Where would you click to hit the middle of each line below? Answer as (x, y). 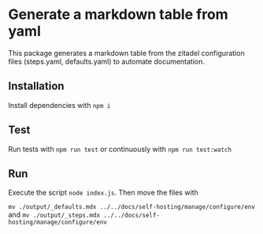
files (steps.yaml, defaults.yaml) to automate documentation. (107, 61)
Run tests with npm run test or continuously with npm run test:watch (120, 149)
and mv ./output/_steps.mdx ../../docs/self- (84, 215)
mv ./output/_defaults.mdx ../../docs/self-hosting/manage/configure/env (132, 207)
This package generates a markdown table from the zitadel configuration (127, 53)
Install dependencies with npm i (59, 105)
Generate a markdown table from (118, 15)
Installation (36, 86)
